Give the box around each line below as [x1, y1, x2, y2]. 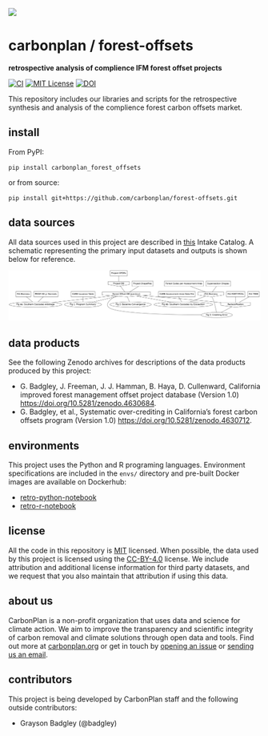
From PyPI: [8, 147, 45, 156]
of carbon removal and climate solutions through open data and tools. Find [8, 633, 254, 642]
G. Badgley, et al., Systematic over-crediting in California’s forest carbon [19, 407, 258, 416]
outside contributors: [8, 702, 78, 712]
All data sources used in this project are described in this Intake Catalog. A [8, 237, 254, 247]
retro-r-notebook [19, 501, 76, 511]
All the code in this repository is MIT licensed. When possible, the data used [8, 545, 258, 555]
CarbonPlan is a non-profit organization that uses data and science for [8, 615, 241, 625]
